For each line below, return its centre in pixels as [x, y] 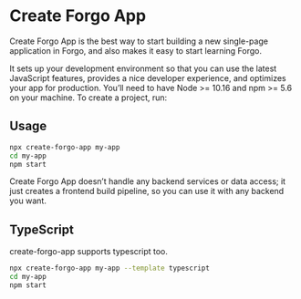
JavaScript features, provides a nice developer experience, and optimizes [148, 77]
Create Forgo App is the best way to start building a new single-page [139, 41]
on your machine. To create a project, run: [88, 98]
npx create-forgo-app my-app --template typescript [109, 268]
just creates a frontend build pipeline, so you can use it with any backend [147, 191]
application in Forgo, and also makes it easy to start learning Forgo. [136, 50]
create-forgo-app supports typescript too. [89, 252]
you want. [28, 201]
